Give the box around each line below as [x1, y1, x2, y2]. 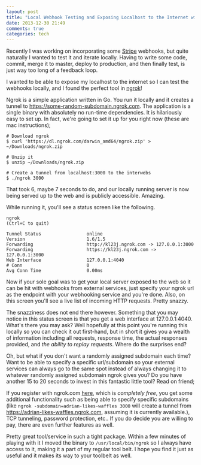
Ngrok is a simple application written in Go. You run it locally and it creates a [6, 96, 194, 104]
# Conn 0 [6, 262, 90, 268]
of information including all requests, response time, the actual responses [6, 334, 187, 342]
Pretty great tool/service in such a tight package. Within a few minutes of [6, 433, 187, 440]
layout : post [6, 8, 39, 15]
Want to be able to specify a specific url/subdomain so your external [6, 359, 175, 366]
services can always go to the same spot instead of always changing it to [6, 365, 187, 372]
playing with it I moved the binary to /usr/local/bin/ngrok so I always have [6, 439, 191, 446]
